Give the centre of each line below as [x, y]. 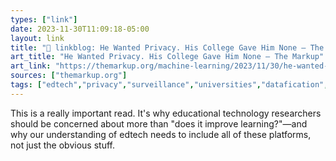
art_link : [31, 66]
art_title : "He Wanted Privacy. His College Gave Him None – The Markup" [167, 57]
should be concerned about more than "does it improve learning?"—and [159, 123]
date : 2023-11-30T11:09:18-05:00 [80, 29]
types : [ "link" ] [44, 19]
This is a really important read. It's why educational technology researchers [166, 113]
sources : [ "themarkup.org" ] [69, 76]
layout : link [37, 38]
